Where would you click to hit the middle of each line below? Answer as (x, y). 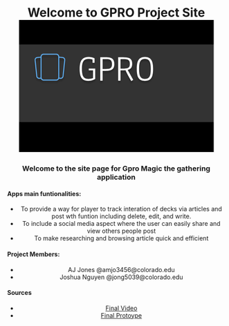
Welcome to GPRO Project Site (116, 13)
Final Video (121, 308)
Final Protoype (121, 315)
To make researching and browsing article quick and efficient (121, 238)
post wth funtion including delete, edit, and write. (121, 216)
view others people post (121, 231)
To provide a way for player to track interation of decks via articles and (121, 209)
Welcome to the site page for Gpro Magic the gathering (116, 169)
